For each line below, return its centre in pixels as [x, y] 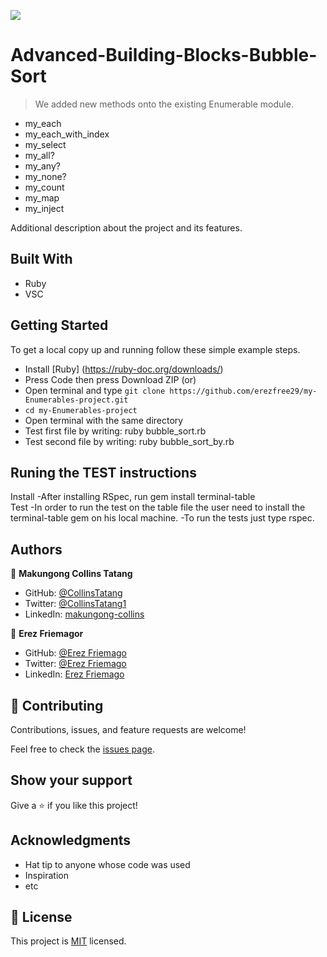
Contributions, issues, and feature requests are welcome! [128, 729]
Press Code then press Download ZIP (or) [110, 379]
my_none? [45, 176]
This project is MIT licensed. [68, 941]
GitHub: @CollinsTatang [73, 593]
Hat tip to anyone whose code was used [107, 864]
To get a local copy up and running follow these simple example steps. [155, 349]
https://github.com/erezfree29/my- [243, 391]
